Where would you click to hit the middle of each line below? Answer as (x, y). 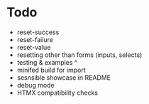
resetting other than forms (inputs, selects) (79, 55)
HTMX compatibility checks (57, 93)
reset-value (34, 47)
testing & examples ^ (47, 62)
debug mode (35, 85)
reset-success (38, 32)
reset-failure (35, 39)
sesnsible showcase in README (64, 77)
